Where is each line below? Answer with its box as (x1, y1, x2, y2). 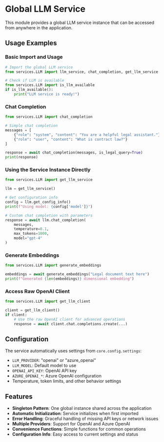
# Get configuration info (5, 195, 58, 200)
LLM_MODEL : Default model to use (12, 363, 77, 369)
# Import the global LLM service (5, 65, 73, 69)
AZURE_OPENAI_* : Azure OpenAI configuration (12, 373, 102, 379)
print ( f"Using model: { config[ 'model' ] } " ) (5, 204, 93, 209)
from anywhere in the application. (5, 24, 73, 30)
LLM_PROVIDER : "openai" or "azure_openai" (12, 357, 96, 363)
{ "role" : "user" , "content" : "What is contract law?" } (14, 137, 128, 142)
